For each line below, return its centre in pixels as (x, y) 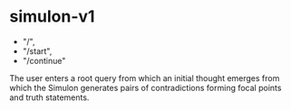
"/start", (37, 50)
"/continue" (44, 60)
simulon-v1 (52, 17)
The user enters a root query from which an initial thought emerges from (145, 78)
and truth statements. (49, 97)
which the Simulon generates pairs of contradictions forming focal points (145, 87)
